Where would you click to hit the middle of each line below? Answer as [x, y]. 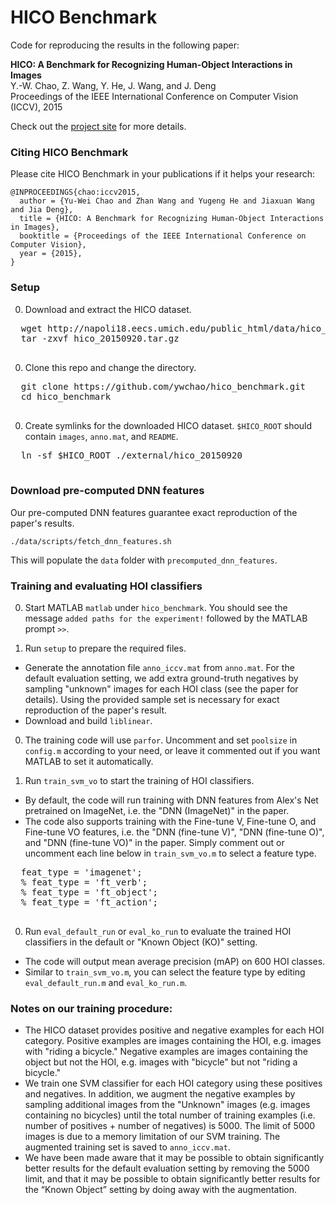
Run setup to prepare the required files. [105, 648]
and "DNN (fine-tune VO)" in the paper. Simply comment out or [154, 843]
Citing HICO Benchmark [69, 152]
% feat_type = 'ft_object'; [89, 892]
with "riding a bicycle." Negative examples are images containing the [166, 1052]
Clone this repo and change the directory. [110, 367]
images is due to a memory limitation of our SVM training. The [152, 1137]
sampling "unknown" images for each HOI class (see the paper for [161, 689]
